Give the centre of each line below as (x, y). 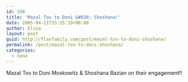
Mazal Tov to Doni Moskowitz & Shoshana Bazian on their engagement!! (94, 72)
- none (20, 56)
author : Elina (24, 28)
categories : (21, 51)
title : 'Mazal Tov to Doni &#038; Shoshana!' (63, 17)
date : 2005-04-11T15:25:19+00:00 (48, 23)
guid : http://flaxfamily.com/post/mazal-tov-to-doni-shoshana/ (86, 39)
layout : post (22, 34)
